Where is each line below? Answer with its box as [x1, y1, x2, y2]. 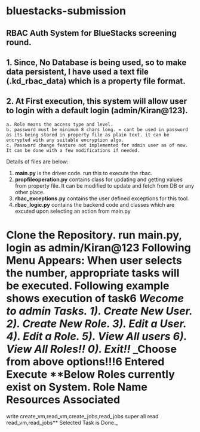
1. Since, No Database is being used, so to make [6, 57, 187, 67]
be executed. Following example [6, 279, 170, 293]
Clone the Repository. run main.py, [6, 228, 182, 242]
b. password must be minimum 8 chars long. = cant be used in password [6, 126, 188, 132]
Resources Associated [6, 393, 121, 406]
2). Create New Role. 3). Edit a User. [6, 317, 187, 330]
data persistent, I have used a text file [6, 67, 149, 77]
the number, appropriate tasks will [6, 266, 180, 279]
